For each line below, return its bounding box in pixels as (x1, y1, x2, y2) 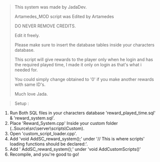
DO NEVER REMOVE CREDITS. (14, 23, 76, 29)
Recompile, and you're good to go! (9, 151, 79, 157)
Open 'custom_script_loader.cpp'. (9, 131, 77, 136)
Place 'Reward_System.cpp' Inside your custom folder (9, 121, 118, 126)
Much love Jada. (14, 91, 48, 97)
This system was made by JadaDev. (14, 4, 87, 10)
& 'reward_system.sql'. (9, 115, 55, 121)
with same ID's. (14, 81, 46, 87)
